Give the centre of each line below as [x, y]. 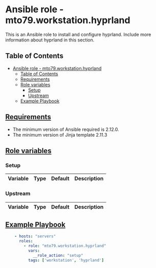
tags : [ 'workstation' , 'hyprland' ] [66, 260]
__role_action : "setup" [58, 255]
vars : [34, 251]
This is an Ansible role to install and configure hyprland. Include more [78, 34]
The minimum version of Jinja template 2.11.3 [60, 135]
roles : [26, 241]
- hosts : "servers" [35, 236]
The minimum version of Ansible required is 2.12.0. [66, 129]
